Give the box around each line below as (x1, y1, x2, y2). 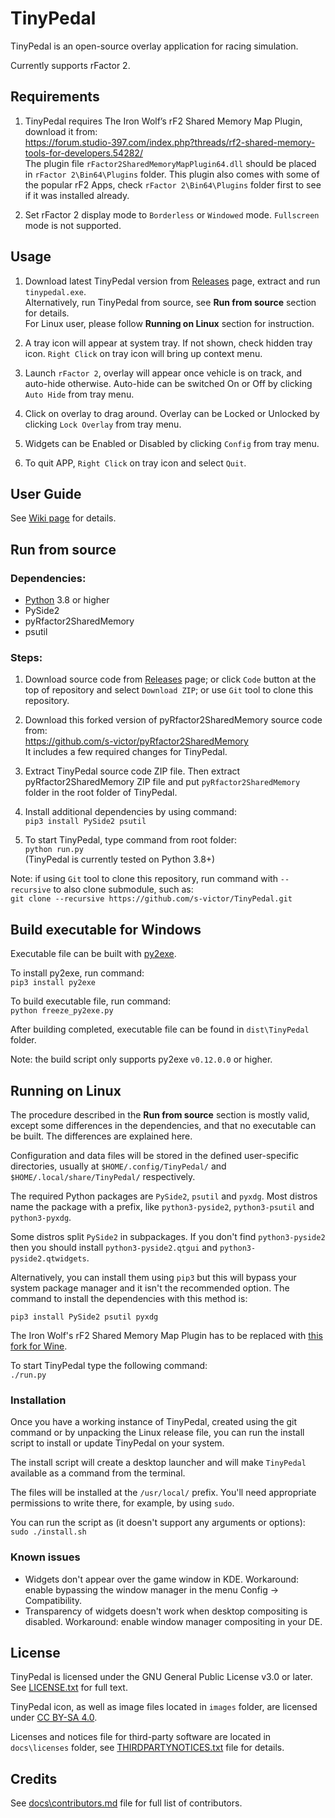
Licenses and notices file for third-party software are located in (10, 1731, 272, 1743)
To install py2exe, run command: (10, 967, 145, 979)
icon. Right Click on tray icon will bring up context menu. (24, 347, 263, 359)
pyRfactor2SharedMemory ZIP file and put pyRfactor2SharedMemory (24, 776, 301, 788)
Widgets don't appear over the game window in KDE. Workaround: (24, 1573, 300, 1585)
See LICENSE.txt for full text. (10, 1682, 128, 1694)
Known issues (10, 1550, 81, 1564)
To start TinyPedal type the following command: (10, 1359, 208, 1371)
